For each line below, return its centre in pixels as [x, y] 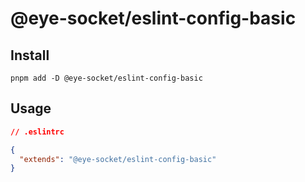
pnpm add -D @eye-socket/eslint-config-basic [106, 78]
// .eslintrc [37, 132]
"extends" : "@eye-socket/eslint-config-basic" [118, 159]
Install [30, 55]
